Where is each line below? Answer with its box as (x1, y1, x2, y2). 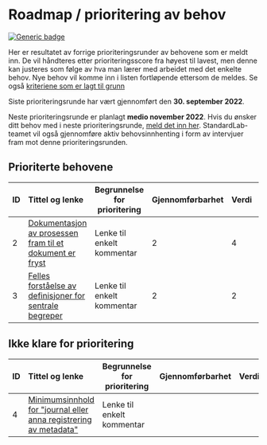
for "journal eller (28, 404, 89, 415)
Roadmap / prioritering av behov (8, 6, 226, 24)
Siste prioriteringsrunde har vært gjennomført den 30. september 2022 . (8, 96, 245, 106)
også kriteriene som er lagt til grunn (8, 81, 126, 91)
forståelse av (28, 280, 77, 291)
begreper (28, 310, 64, 321)
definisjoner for (28, 290, 86, 301)
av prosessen (28, 227, 79, 238)
